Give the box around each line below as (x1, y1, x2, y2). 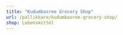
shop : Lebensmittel (6, 20, 54, 26)
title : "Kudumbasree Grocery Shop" (6, 8, 94, 15)
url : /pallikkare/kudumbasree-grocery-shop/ (6, 14, 118, 20)
